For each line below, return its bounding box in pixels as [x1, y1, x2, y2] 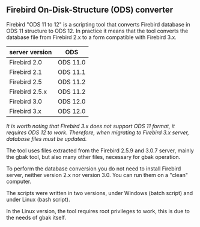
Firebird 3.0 [9, 97, 42, 105]
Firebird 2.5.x [9, 87, 47, 96]
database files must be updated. [6, 135, 87, 142]
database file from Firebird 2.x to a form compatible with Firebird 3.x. [6, 33, 177, 41]
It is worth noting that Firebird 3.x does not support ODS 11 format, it [6, 122, 175, 129]
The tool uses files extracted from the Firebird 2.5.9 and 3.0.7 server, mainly [6, 147, 194, 154]
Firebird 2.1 [9, 67, 42, 76]
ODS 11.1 [58, 67, 86, 76]
